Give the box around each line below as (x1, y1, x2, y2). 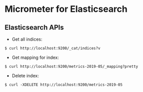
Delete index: (11, 73, 39, 79)
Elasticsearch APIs (4, 23, 64, 32)
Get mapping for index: (11, 54, 59, 60)
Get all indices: (11, 36, 43, 42)
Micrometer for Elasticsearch (4, 3, 128, 15)
